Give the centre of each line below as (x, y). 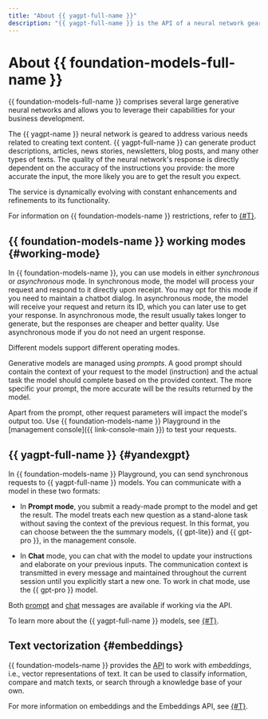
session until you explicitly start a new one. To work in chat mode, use (135, 582)
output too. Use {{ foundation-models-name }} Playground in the (114, 421)
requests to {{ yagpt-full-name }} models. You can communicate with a (125, 483)
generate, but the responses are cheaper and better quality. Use (114, 324)
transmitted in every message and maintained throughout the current (133, 573)
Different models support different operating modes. (94, 348)
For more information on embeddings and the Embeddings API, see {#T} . (128, 706)
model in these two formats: (54, 491)
